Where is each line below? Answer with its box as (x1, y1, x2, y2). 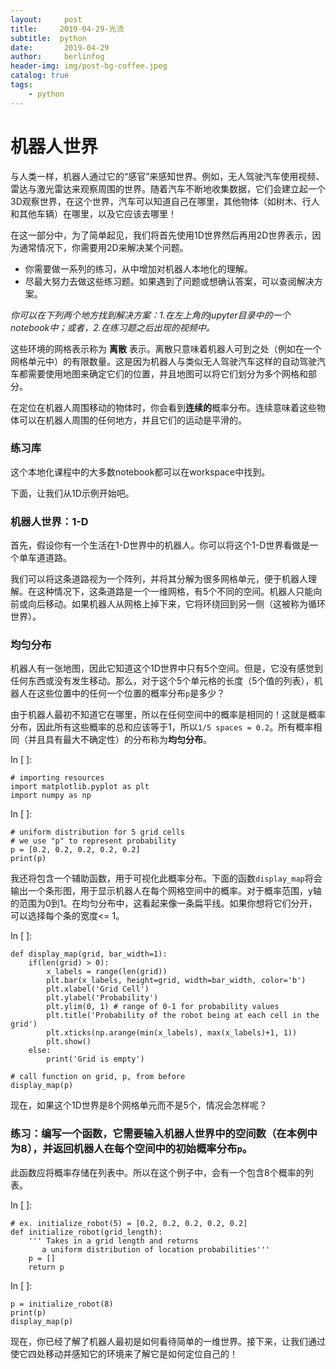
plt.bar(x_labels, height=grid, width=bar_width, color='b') (46, 976, 307, 986)
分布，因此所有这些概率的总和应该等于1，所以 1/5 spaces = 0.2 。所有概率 (10, 721, 314, 733)
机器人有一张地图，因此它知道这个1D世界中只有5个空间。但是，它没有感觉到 (10, 662, 324, 675)
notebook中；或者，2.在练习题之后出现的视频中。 (10, 321, 215, 333)
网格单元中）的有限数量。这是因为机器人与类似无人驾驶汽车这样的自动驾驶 (10, 355, 317, 367)
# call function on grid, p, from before (10, 1072, 186, 1082)
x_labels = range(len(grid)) (46, 967, 168, 977)
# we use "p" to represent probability (10, 836, 177, 846)
